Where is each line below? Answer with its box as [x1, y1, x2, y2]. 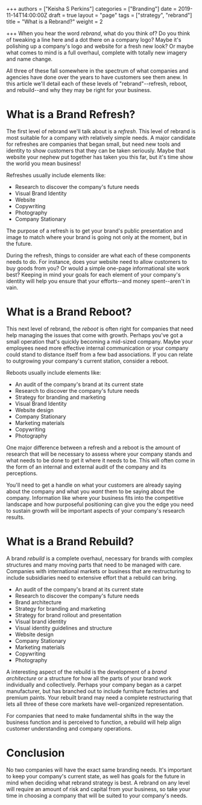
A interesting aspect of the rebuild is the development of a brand [6, 668, 167, 675]
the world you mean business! [6, 160, 81, 167]
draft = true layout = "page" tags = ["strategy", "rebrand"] [48, 11, 192, 19]
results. [6, 513, 25, 521]
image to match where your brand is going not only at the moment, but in [6, 233, 188, 241]
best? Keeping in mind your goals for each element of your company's [6, 271, 181, 278]
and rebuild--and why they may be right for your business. [6, 87, 152, 93]
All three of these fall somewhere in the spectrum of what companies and [6, 67, 189, 74]
